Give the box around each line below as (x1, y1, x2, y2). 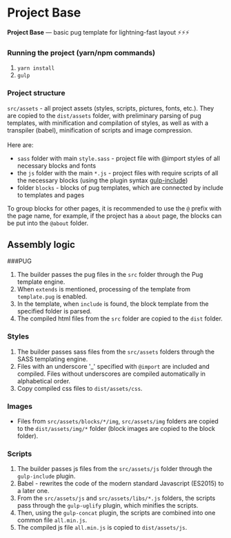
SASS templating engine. (17, 354, 88, 363)
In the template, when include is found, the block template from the (17, 300, 209, 308)
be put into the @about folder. (7, 219, 89, 227)
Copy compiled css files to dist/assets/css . (17, 384, 143, 392)
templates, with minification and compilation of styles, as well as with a (7, 119, 209, 127)
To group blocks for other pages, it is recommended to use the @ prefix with (7, 204, 222, 212)
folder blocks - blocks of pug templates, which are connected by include (17, 183, 224, 191)
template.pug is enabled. (17, 292, 88, 301)
